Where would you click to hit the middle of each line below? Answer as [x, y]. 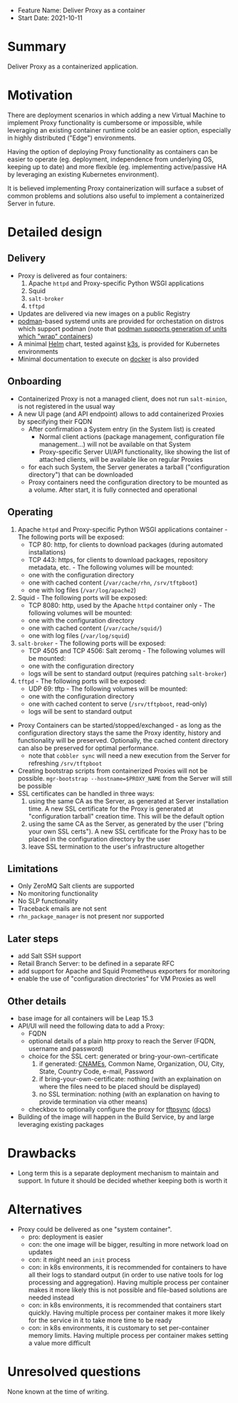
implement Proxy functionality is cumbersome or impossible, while [105, 122]
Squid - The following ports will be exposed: [83, 597]
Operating [30, 512]
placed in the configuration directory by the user [99, 839]
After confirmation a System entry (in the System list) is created [121, 429]
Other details [37, 1001]
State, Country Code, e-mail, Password [97, 1071]
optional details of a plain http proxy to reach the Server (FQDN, [122, 1040]
